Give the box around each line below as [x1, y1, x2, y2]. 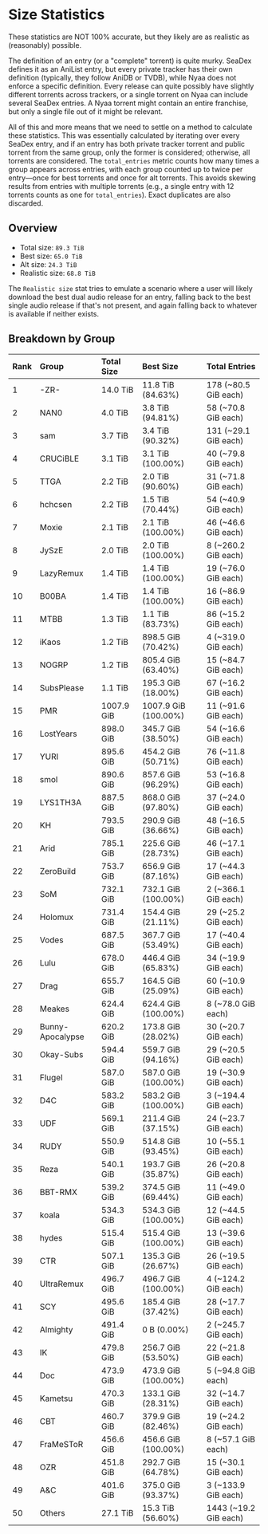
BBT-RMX [39, 1186, 78, 1198]
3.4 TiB [142, 425, 170, 436]
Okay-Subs [39, 1048, 84, 1060]
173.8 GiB [142, 1021, 181, 1032]
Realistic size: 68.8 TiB [19, 268, 96, 277]
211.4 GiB [142, 1112, 181, 1123]
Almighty [39, 1324, 73, 1335]
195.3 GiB [142, 677, 181, 688]
